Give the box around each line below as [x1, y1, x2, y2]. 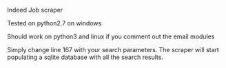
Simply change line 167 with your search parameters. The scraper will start [7, 46, 219, 54]
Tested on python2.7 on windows [7, 19, 102, 27]
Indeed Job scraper [7, 6, 63, 14]
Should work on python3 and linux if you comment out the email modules [7, 32, 215, 41]
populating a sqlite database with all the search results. [7, 53, 164, 61]
